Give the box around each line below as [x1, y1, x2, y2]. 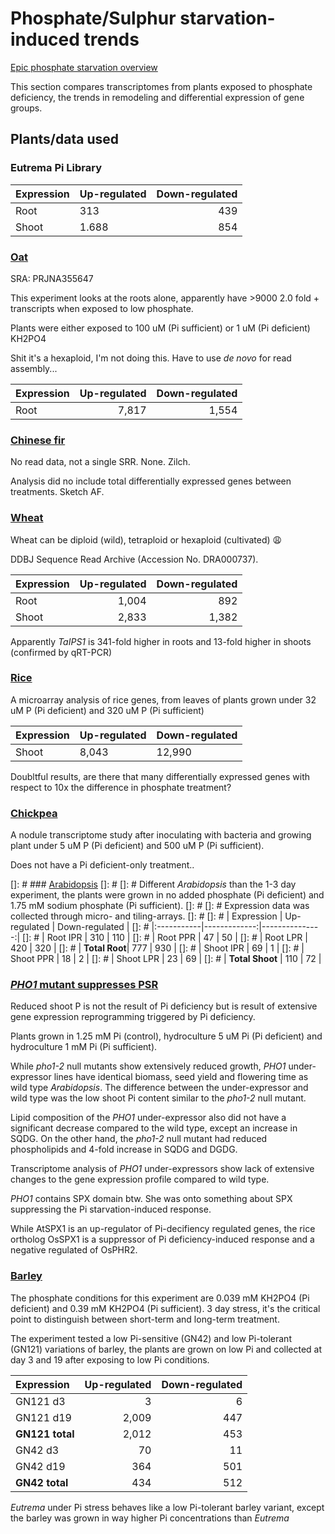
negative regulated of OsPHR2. [10, 1244, 138, 1256]
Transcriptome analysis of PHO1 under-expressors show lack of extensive [10, 1163, 315, 1175]
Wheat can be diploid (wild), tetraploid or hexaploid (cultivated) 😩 [10, 533, 283, 546]
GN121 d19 [15, 1410, 72, 1424]
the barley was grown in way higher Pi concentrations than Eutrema [10, 1512, 290, 1524]
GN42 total [15, 1475, 69, 1489]
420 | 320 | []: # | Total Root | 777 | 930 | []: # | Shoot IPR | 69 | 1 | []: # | [10, 942, 305, 954]
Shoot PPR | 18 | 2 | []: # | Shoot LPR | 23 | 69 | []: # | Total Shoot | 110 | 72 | [10, 953, 322, 965]
